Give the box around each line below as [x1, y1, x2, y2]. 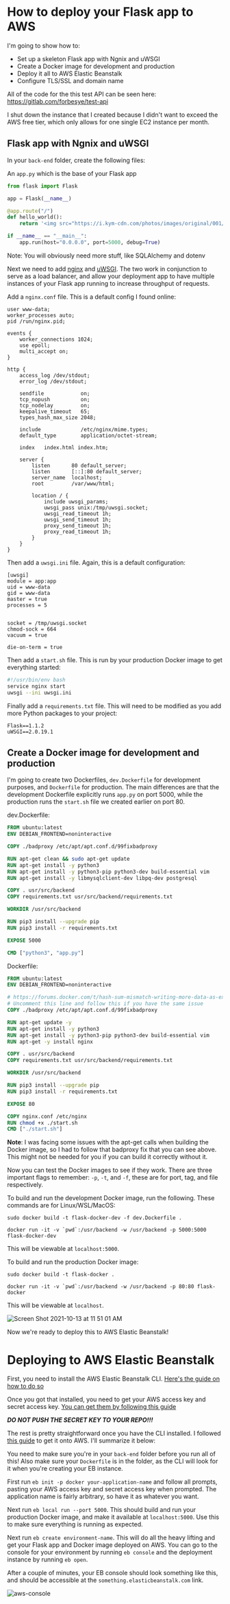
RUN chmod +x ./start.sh [7, 1119, 78, 1127]
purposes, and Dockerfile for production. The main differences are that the [7, 783, 220, 791]
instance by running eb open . [7, 1555, 88, 1563]
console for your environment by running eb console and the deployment [7, 1548, 213, 1557]
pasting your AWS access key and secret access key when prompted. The [7, 1485, 217, 1493]
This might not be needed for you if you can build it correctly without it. [7, 1153, 208, 1161]
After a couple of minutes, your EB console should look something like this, [7, 1569, 218, 1577]
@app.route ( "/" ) [7, 207, 53, 214]
